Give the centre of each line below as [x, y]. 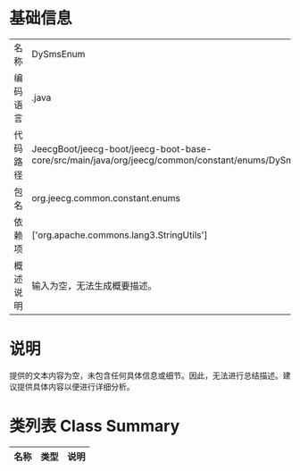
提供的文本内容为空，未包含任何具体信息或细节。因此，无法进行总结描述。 [146, 375]
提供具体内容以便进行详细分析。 [75, 386]
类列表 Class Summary [95, 426]
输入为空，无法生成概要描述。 [95, 285]
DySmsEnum [58, 54]
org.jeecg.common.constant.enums [106, 198]
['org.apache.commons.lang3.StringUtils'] [120, 235]
